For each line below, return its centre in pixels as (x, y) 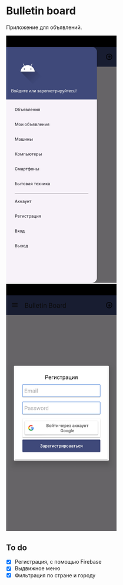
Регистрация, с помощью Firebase (58, 562)
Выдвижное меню (37, 568)
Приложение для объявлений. (44, 27)
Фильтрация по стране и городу (55, 575)
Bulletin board (41, 11)
